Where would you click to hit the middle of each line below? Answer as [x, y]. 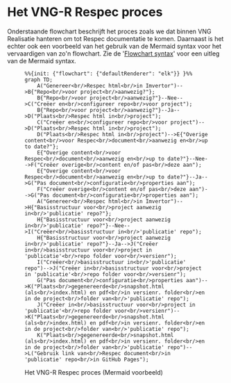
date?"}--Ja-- [188, 177]
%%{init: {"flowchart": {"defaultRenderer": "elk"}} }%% [109, 74]
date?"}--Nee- [188, 158]
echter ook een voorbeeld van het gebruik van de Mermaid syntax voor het [114, 46]
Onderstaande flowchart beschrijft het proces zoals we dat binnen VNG [109, 31]
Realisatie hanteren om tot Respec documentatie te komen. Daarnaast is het [115, 38]
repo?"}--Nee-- [108, 226]
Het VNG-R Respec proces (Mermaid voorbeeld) [94, 372]
